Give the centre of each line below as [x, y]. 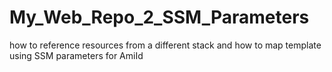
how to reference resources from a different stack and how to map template [165, 45]
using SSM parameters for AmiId [76, 55]
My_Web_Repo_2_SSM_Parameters [159, 17]
